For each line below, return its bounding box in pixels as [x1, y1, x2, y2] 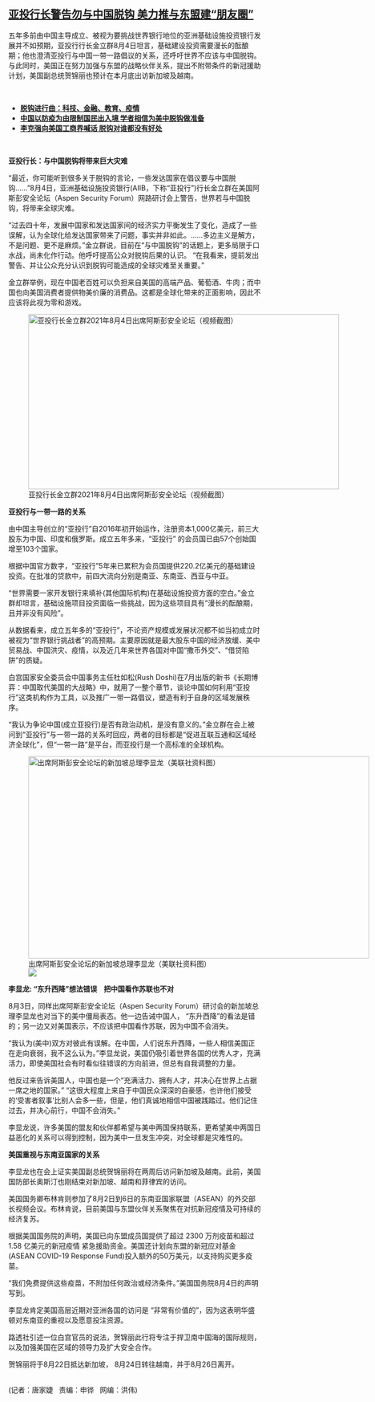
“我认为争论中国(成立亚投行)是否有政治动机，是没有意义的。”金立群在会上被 [8, 719, 255, 729]
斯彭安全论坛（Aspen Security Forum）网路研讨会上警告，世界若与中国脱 [8, 193, 251, 202]
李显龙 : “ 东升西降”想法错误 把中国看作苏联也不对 [8, 984, 175, 993]
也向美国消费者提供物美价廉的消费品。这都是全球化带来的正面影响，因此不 [14, 287, 261, 297]
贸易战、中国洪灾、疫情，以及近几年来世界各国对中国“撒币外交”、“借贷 [8, 645, 243, 654]
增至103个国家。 [8, 544, 62, 553]
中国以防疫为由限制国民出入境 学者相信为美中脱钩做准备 [19, 113, 205, 123]
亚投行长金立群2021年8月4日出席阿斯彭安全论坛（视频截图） [28, 489, 229, 499]
